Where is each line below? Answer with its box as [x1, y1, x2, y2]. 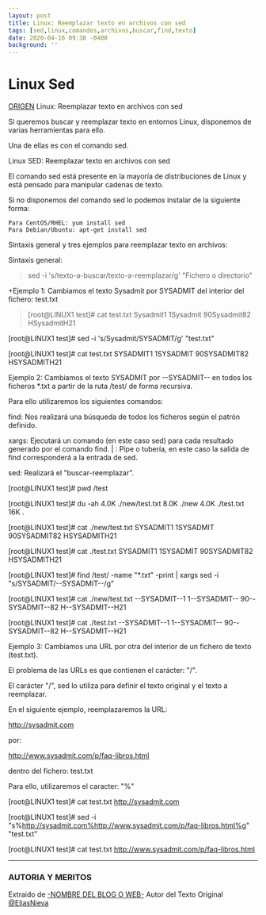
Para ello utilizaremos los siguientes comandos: [8, 397, 164, 406]
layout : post [8, 11, 51, 20]
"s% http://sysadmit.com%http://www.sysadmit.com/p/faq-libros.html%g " [8, 821, 250, 830]
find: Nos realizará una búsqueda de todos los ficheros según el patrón [8, 412, 240, 421]
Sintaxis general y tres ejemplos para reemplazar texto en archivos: [8, 240, 228, 250]
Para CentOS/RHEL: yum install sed [8, 219, 126, 227]
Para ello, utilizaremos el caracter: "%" [8, 782, 135, 791]
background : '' [8, 41, 59, 49]
